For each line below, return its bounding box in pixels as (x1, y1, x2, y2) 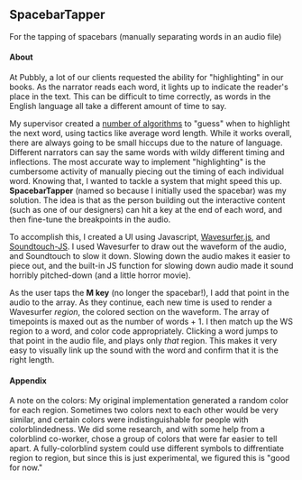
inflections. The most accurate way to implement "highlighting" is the (9, 157, 266, 168)
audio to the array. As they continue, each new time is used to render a (9, 297, 272, 308)
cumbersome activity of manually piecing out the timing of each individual (9, 166, 284, 177)
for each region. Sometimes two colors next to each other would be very (9, 405, 279, 416)
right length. (9, 355, 55, 365)
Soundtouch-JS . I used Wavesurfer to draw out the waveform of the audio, (9, 241, 287, 252)
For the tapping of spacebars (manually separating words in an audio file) (9, 31, 282, 42)
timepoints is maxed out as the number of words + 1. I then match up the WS (9, 316, 293, 328)
